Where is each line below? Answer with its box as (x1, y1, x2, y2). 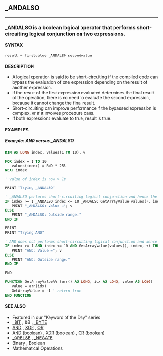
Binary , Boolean (12, 340, 45, 346)
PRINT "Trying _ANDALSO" (5, 186, 55, 190)
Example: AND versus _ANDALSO (5, 138, 74, 144)
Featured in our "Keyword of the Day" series (12, 314, 101, 320)
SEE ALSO (5, 303, 26, 309)
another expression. (12, 85, 52, 91)
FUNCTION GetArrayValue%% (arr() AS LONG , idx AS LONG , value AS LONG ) (5, 280, 153, 284)
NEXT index (5, 168, 27, 173)
